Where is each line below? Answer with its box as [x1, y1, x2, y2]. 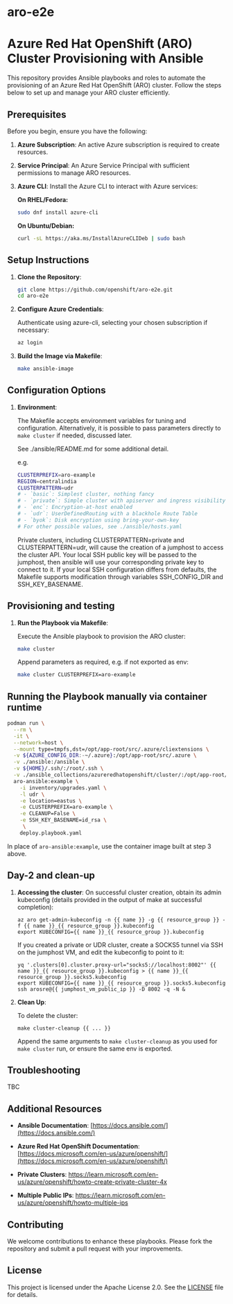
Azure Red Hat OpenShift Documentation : [17, 1142, 140, 1151]
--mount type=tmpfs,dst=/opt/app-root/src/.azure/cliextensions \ [13, 746, 209, 753]
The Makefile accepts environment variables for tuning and [17, 416, 187, 424]
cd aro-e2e [17, 292, 49, 299]
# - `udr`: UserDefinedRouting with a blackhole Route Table [17, 510, 198, 517]
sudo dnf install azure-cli [17, 209, 98, 216]
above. [7, 849, 27, 858]
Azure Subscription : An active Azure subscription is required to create [17, 140, 220, 149]
